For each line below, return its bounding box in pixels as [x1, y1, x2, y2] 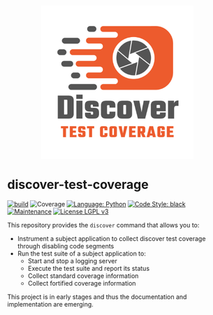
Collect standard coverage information [27, 272, 139, 280]
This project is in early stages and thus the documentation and [7, 293, 187, 301]
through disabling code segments [17, 241, 115, 250]
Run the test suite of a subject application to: [17, 249, 147, 258]
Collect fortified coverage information [27, 279, 136, 287]
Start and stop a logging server [27, 256, 117, 265]
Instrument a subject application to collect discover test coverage [17, 234, 206, 243]
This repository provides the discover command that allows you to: [7, 220, 200, 229]
